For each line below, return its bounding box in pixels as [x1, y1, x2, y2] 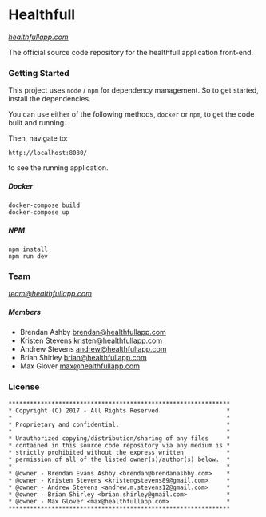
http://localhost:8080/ [8, 149, 88, 157]
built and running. [8, 118, 66, 128]
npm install [8, 245, 48, 253]
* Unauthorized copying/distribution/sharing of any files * [8, 434, 230, 443]
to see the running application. [8, 163, 109, 173]
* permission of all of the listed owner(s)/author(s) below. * [8, 455, 230, 463]
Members [8, 308, 42, 317]
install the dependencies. [8, 94, 91, 104]
